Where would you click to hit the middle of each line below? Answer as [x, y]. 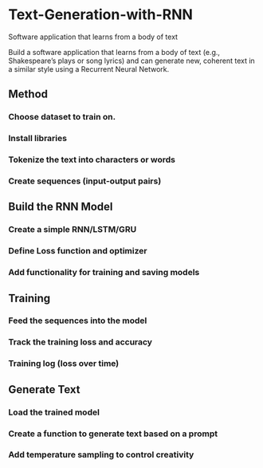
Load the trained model [54, 412]
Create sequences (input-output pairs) [85, 181]
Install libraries [38, 139]
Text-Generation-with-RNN [101, 15]
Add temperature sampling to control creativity [101, 454]
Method [28, 94]
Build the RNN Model [61, 207]
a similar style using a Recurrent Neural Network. [89, 69]
